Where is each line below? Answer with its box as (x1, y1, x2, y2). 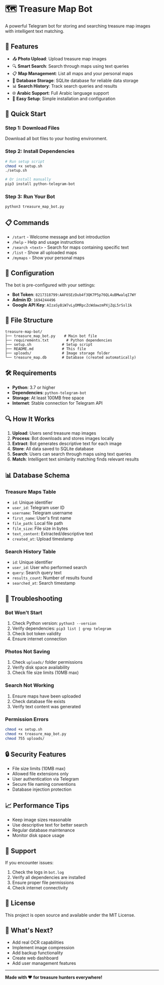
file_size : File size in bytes (12, 525, 68, 532)
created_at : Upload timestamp (12, 536, 74, 542)
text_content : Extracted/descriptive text (12, 531, 93, 537)
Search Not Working (5, 682, 54, 689)
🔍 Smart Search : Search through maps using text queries (12, 63, 129, 69)
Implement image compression (12, 944, 75, 950)
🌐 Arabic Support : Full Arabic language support (12, 90, 109, 96)
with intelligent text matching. (5, 28, 64, 34)
